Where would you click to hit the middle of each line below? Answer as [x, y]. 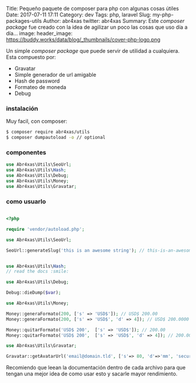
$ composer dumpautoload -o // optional [56, 138]
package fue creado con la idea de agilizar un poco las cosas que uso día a [97, 27]
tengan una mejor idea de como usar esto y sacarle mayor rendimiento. [92, 374]
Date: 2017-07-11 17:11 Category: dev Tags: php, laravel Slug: [79, 15]
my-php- [163, 15]
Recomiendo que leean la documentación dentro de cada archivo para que [96, 368]
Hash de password [37, 81]
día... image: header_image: [39, 33]
